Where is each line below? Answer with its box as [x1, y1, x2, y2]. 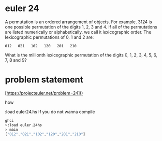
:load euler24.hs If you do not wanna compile [5, 109, 95, 114]
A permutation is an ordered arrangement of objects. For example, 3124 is [5, 19, 152, 25]
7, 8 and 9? [5, 57, 27, 63]
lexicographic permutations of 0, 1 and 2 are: [5, 34, 94, 40]
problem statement [5, 74, 84, 85]
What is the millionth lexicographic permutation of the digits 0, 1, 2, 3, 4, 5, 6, [5, 52, 158, 58]
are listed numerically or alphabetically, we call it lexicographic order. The [5, 29, 151, 35]
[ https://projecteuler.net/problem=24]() [5, 90, 83, 96]
